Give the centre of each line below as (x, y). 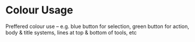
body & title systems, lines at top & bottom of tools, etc (71, 32)
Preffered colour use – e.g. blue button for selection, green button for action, (97, 26)
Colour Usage (39, 10)
